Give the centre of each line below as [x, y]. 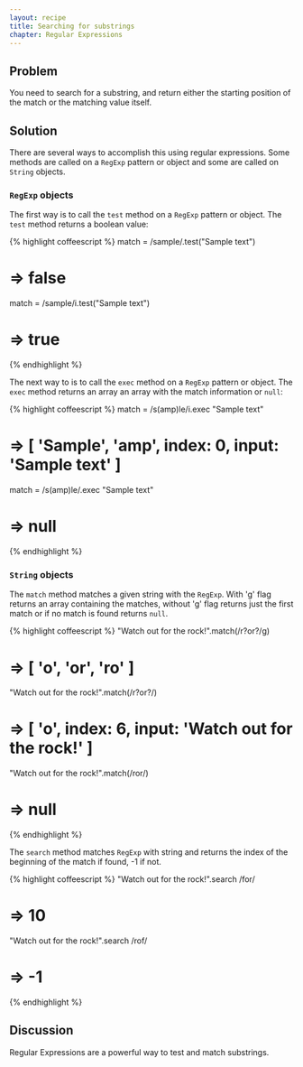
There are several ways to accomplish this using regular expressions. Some [150, 153]
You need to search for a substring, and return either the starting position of [150, 93]
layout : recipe [38, 18]
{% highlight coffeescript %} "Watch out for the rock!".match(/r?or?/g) [140, 631]
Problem [34, 71]
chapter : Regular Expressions [66, 34]
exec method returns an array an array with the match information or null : [146, 392]
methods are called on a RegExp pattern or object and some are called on [144, 162]
